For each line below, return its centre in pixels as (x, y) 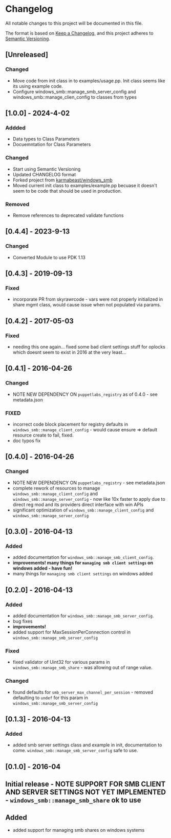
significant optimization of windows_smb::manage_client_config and (83, 510)
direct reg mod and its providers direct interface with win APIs (78, 504)
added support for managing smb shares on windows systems (79, 830)
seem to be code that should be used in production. (67, 191)
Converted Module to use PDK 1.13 (49, 257)
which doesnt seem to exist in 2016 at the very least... (69, 352)
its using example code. (38, 86)
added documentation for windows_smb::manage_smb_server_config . (83, 616)
